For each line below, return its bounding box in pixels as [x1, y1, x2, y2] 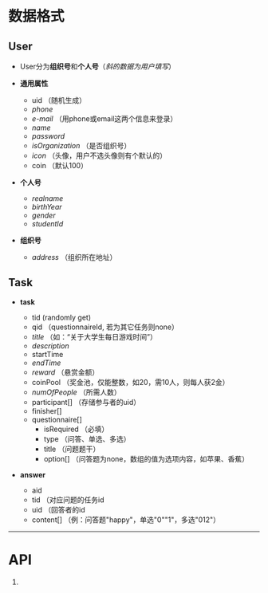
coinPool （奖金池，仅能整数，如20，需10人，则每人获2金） [31, 377, 230, 387]
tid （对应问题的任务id [31, 495, 105, 505]
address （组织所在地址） [31, 253, 117, 261]
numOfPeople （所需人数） [31, 387, 121, 397]
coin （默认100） [31, 161, 88, 170]
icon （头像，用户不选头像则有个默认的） [31, 151, 167, 160]
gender [31, 210, 56, 220]
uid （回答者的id [31, 505, 85, 514]
